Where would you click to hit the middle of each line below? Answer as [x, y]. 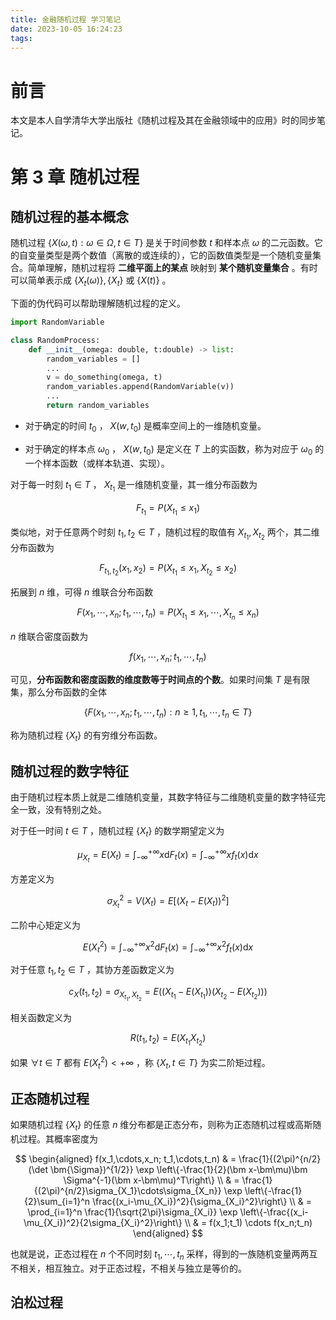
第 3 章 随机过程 [75, 177]
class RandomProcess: [55, 340]
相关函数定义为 [41, 1018]
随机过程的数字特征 [69, 771]
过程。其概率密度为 [58, 1139]
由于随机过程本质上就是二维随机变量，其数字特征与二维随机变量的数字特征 [163, 797]
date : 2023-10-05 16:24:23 [66, 29]
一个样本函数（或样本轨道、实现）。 [97, 463]
